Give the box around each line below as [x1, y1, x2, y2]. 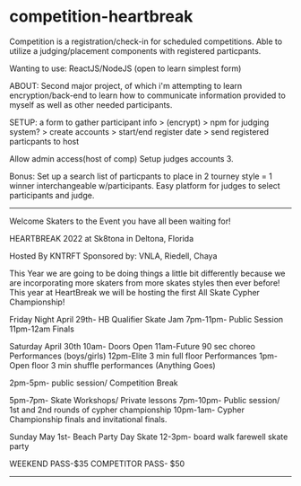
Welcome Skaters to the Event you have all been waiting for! [9, 216, 231, 226]
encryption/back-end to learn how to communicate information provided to [9, 90, 287, 101]
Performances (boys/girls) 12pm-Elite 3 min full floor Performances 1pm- [9, 350, 278, 361]
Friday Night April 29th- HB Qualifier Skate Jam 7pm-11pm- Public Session [9, 314, 284, 324]
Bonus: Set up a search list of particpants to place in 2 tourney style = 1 [9, 171, 273, 181]
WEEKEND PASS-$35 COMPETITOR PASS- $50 [9, 458, 185, 469]
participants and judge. [9, 190, 95, 200]
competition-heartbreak [9, 6, 193, 27]
